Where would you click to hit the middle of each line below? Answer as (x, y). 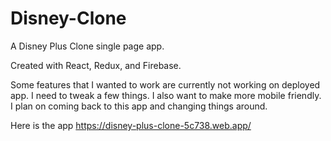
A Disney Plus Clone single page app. (87, 46)
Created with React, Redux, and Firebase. (96, 65)
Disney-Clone (68, 18)
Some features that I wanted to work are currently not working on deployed (165, 84)
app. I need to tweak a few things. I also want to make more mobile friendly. (166, 95)
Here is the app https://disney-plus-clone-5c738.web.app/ (131, 125)
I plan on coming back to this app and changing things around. (139, 106)
